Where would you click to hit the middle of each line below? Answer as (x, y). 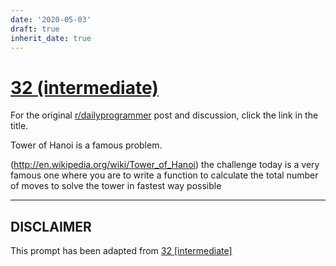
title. (19, 126)
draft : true (35, 29)
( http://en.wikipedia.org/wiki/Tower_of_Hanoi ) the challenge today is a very (165, 165)
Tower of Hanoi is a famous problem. (86, 145)
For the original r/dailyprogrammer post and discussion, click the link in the (164, 115)
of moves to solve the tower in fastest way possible (116, 186)
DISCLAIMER (51, 226)
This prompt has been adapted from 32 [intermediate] (121, 251)
